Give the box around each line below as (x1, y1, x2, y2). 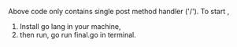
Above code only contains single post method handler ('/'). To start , (8, 7, 230, 16)
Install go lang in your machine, (19, 22, 121, 31)
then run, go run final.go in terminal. (19, 31, 136, 39)
